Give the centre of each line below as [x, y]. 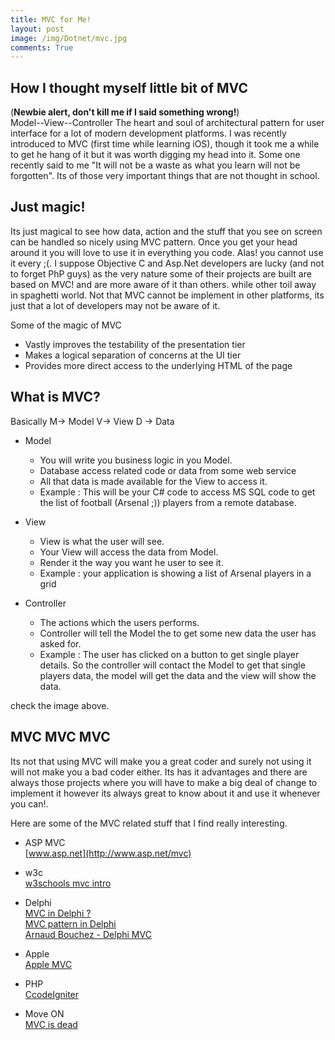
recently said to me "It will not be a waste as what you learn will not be [155, 165]
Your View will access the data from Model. [129, 552]
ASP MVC [45, 842]
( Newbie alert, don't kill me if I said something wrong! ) [125, 112]
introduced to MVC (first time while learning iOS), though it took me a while [165, 144]
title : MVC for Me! [51, 19]
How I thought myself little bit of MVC [129, 87]
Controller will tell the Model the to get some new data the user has [178, 633]
